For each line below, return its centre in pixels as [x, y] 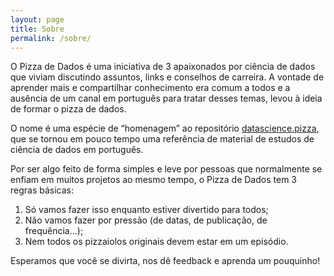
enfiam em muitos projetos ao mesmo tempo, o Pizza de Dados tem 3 [153, 180]
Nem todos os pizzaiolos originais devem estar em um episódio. [156, 242]
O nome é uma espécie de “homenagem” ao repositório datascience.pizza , [165, 128]
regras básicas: [42, 190]
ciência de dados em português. [77, 150]
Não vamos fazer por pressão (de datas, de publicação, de [146, 220]
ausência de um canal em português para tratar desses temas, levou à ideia [166, 98]
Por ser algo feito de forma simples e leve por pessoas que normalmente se [166, 169]
